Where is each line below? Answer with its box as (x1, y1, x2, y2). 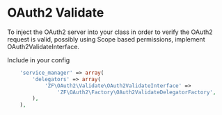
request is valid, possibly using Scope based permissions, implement (7, 35, 205, 43)
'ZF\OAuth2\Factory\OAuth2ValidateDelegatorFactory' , (56, 89, 216, 96)
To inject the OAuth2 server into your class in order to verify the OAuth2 (7, 28, 214, 36)
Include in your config (7, 55, 70, 64)
